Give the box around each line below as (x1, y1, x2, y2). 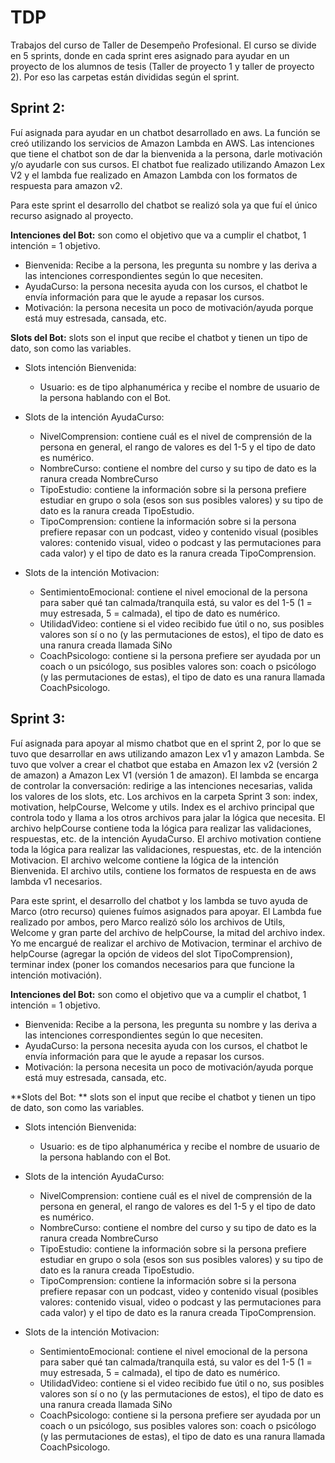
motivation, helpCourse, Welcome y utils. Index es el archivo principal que (10, 801, 315, 813)
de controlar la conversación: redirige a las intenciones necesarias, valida (10, 779, 313, 791)
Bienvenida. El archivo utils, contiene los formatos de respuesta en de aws (10, 864, 317, 876)
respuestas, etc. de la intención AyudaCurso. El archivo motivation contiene (10, 832, 322, 845)
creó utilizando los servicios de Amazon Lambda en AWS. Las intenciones (10, 137, 315, 149)
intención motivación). (10, 969, 103, 981)
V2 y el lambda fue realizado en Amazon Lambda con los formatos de (10, 169, 298, 181)
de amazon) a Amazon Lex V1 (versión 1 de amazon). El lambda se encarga (10, 769, 319, 781)
